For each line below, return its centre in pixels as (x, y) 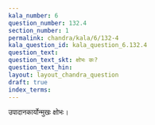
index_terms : (30, 90)
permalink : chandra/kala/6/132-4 (64, 38)
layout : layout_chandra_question (64, 75)
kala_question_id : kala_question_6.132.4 (78, 45)
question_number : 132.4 (48, 23)
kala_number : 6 (33, 16)
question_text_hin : (41, 68)
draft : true (28, 82)
